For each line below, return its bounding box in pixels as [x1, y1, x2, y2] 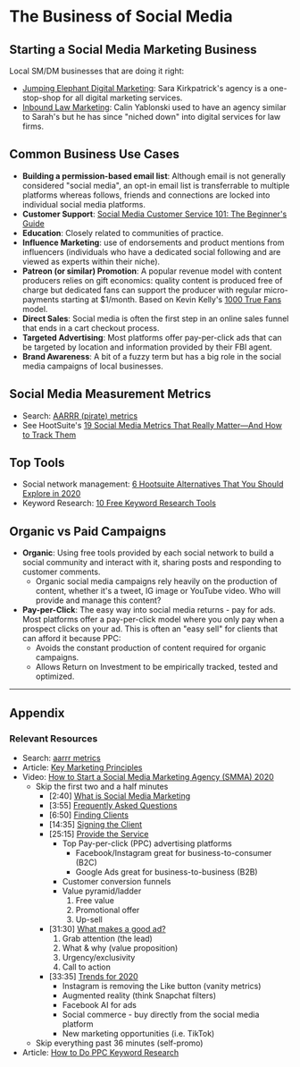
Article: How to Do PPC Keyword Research [21, 1046, 179, 1057]
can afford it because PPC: [21, 633, 121, 644]
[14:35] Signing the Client [48, 818, 143, 829]
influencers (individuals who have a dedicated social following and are [21, 246, 281, 257]
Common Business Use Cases [9, 147, 180, 162]
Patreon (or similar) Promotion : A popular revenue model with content [21, 266, 282, 276]
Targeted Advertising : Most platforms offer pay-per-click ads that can [21, 332, 283, 343]
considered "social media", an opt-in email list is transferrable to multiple [21, 180, 290, 191]
